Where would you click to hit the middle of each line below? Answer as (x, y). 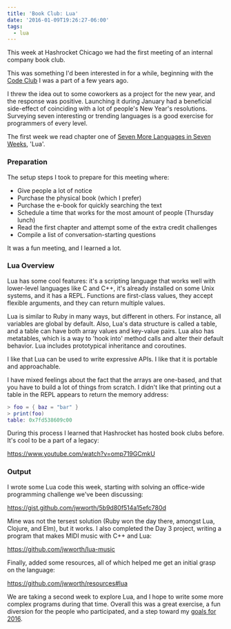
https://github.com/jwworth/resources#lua (68, 583)
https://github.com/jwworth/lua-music (61, 549)
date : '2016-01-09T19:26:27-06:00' (58, 20)
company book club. (36, 60)
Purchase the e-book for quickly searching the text (89, 205)
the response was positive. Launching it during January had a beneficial (109, 102)
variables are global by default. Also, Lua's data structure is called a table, (112, 323)
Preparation (28, 162)
